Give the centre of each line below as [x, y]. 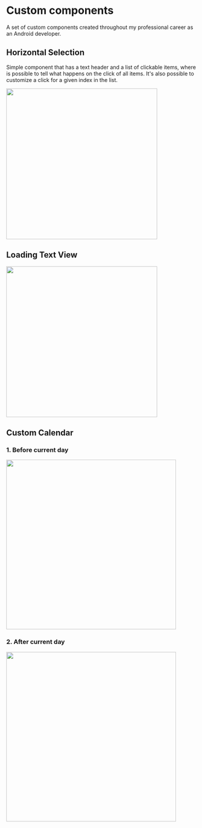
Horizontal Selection [46, 53]
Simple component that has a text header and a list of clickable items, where [101, 67]
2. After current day [36, 642]
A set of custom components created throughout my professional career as [100, 27]
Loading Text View [42, 255]
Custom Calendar [40, 433]
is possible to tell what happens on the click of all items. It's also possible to [100, 74]
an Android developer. [34, 33]
